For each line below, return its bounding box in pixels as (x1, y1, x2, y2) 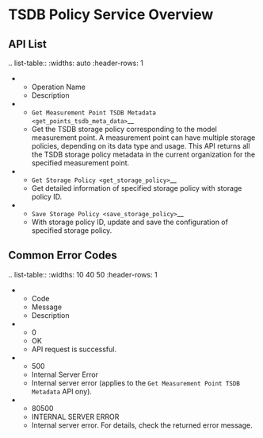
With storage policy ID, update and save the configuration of (31, 217, 228, 227)
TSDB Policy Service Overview (8, 6, 214, 24)
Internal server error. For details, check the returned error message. (31, 420, 253, 430)
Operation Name (31, 82, 86, 91)
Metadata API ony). (31, 386, 93, 396)
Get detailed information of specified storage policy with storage (31, 184, 242, 192)
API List (8, 37, 48, 51)
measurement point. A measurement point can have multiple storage (31, 133, 256, 142)
